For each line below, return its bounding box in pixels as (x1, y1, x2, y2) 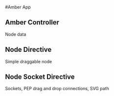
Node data (5, 31, 26, 37)
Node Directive (5, 46, 52, 54)
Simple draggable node (5, 58, 52, 64)
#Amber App (5, 4, 31, 10)
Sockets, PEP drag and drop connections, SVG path (5, 86, 109, 92)
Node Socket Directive (5, 73, 75, 81)
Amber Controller (5, 18, 60, 26)
